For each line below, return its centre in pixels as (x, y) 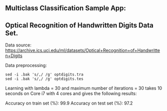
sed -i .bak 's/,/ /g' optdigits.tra (44, 74)
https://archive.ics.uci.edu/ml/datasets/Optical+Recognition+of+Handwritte (83, 50)
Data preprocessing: (26, 65)
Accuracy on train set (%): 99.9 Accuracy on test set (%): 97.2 (69, 103)
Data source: (18, 45)
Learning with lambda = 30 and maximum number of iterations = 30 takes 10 (84, 88)
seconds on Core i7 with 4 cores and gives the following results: (71, 93)
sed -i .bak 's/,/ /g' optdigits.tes (44, 79)
